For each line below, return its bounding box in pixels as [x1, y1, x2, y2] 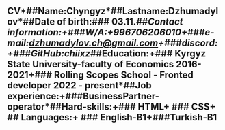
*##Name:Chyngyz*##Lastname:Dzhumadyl [20, 5, 219, 17]
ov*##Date [7, 16, 55, 28]
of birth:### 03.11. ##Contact [57, 16, 183, 28]
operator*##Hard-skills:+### [7, 101, 136, 113]
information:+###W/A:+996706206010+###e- [7, 27, 215, 38]
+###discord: [158, 37, 218, 49]
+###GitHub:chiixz [7, 48, 91, 60]
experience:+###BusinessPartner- [7, 91, 159, 102]
